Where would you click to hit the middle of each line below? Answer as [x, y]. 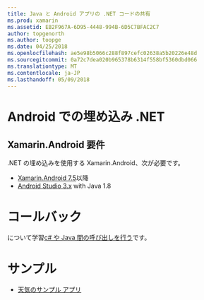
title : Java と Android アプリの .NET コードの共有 [79, 14]
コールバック [45, 217]
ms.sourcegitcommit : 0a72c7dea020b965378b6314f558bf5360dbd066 [102, 60]
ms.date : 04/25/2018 [38, 47]
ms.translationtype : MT [42, 66]
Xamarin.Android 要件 [56, 144]
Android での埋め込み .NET [86, 116]
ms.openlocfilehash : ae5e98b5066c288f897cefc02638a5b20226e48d [102, 54]
